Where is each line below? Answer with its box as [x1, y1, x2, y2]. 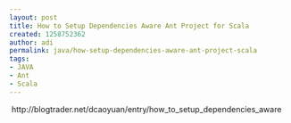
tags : [9, 54, 29, 63]
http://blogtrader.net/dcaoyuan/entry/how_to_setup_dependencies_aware [11, 103, 282, 114]
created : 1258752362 [9, 29, 87, 38]
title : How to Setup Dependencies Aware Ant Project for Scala [9, 21, 250, 30]
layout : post [9, 12, 58, 22]
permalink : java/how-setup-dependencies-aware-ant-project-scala [9, 46, 257, 55]
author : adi [9, 37, 54, 47]
